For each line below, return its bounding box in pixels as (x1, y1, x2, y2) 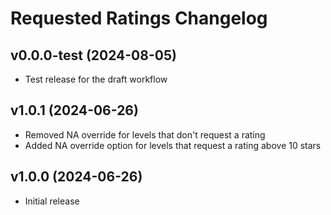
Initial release (24, 195, 80, 207)
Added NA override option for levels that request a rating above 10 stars (24, 139, 322, 151)
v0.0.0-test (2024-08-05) (10, 47, 177, 64)
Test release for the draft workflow (24, 73, 168, 85)
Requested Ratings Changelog (10, 7, 268, 30)
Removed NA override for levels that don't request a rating (24, 128, 266, 141)
